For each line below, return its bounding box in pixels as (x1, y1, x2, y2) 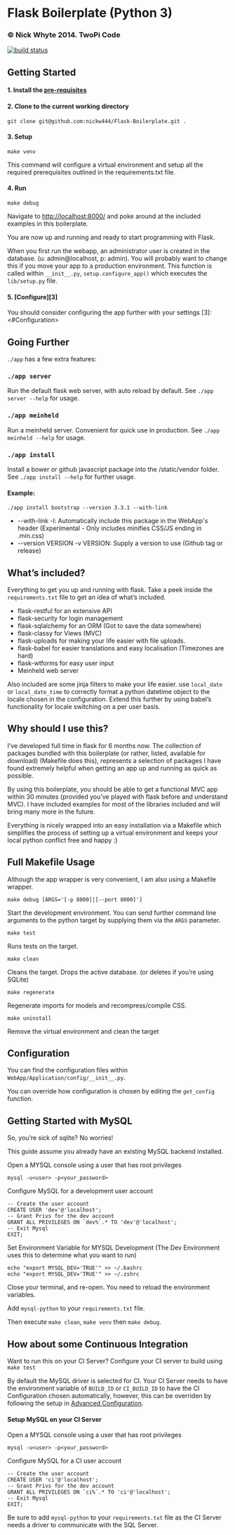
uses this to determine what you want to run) (7, 1251, 137, 1259)
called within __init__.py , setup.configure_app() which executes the (7, 269, 208, 278)
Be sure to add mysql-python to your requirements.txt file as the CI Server (7, 1513, 222, 1522)
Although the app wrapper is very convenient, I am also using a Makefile (7, 875, 216, 883)
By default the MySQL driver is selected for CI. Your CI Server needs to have (7, 1377, 228, 1385)
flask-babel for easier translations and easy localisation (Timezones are (17, 644, 224, 652)
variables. (7, 1290, 36, 1299)
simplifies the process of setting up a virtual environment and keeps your (7, 828, 219, 837)
